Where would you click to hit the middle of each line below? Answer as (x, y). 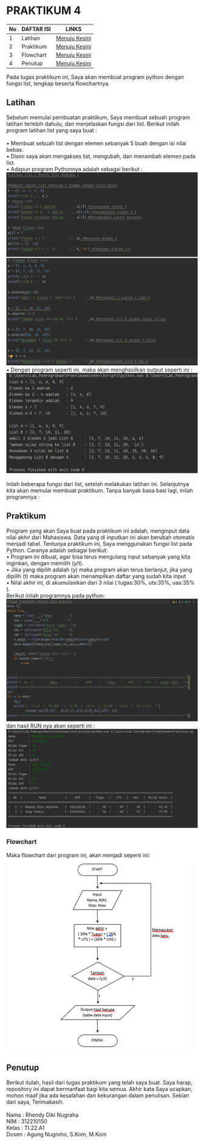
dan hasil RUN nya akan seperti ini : (51, 726)
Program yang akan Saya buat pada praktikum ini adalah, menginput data (98, 531)
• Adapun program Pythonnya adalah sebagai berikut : (74, 169)
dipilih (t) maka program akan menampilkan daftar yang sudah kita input (96, 576)
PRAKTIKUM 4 (44, 11)
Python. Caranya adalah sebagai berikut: (57, 550)
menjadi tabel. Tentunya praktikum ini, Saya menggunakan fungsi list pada (99, 543)
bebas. (15, 149)
